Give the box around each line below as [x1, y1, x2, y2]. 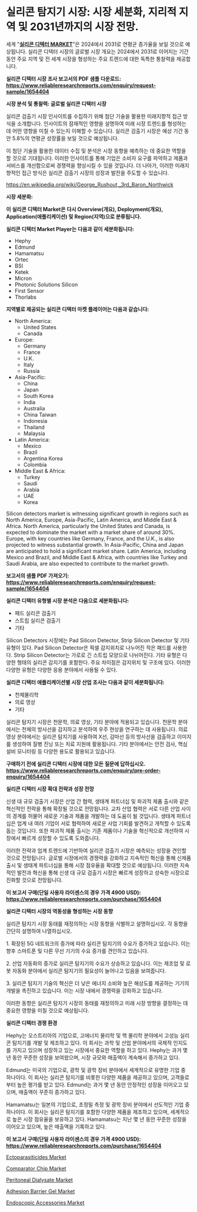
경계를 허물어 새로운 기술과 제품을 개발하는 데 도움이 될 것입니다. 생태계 [12, 812, 175, 819]
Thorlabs [14, 293, 37, 301]
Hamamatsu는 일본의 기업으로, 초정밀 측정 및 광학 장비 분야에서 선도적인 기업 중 [6, 1101, 190, 1108]
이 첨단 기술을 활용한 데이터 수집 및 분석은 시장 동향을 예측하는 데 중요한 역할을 [6, 147, 186, 154]
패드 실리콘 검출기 [14, 609, 56, 616]
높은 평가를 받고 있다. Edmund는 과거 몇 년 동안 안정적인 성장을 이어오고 [16, 1081, 183, 1088]
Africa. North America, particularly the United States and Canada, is [6, 522, 171, 529]
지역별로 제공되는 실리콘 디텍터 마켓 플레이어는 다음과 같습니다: [6, 305, 149, 312]
